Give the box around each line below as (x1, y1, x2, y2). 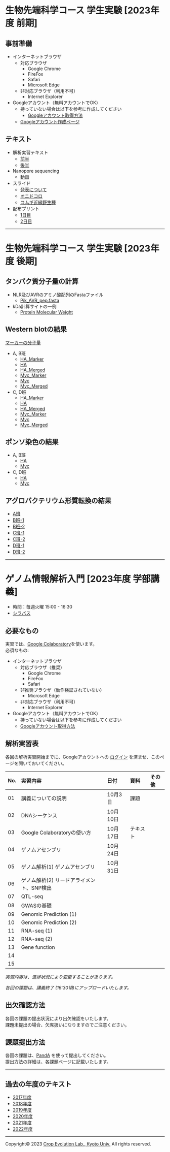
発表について (20, 186, 47, 193)
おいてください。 (31, 760, 67, 766)
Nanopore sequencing (12, 168, 60, 174)
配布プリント (12, 205, 39, 211)
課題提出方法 (5, 1038, 46, 1047)
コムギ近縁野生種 (20, 199, 56, 205)
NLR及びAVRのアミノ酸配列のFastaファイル (12, 292, 104, 298)
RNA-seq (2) (21, 935, 53, 942)
